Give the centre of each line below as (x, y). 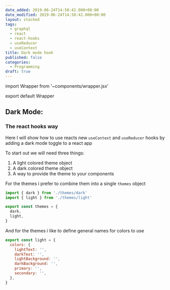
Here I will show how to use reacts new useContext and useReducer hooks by (85, 138)
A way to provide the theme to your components (63, 173)
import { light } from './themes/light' (49, 197)
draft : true (18, 72)
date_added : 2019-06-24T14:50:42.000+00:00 (52, 10)
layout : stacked (22, 19)
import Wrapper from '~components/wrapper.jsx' (57, 86)
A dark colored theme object (42, 168)
